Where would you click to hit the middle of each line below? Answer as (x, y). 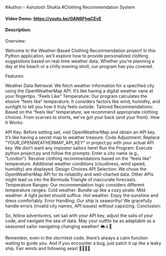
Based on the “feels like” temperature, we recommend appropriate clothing (82, 112)
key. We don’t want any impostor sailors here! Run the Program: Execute (79, 148)
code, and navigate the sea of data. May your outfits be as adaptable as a (80, 221)
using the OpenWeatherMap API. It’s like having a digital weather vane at (79, 91)
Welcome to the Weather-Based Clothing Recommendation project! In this (81, 50)
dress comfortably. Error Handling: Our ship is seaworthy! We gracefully (79, 200)
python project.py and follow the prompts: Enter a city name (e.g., (72, 153)
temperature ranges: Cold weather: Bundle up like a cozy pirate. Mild (75, 190)
